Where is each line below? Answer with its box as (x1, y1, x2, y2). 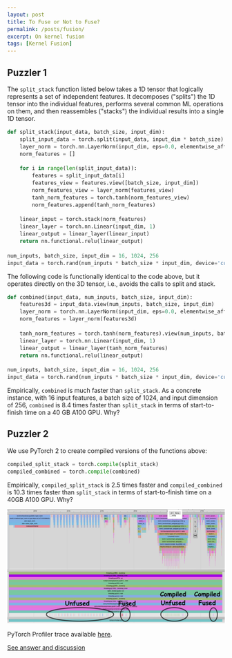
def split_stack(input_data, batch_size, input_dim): (7, 128, 166, 135)
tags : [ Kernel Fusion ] (7, 40, 72, 48)
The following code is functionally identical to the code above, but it (7, 272, 200, 280)
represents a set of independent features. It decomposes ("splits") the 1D (7, 92, 215, 100)
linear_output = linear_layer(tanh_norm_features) (19, 345, 168, 351)
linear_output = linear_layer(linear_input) (19, 231, 150, 238)
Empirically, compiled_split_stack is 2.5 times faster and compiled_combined (7, 481, 223, 489)
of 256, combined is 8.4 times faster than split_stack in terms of (7, 401, 189, 409)
